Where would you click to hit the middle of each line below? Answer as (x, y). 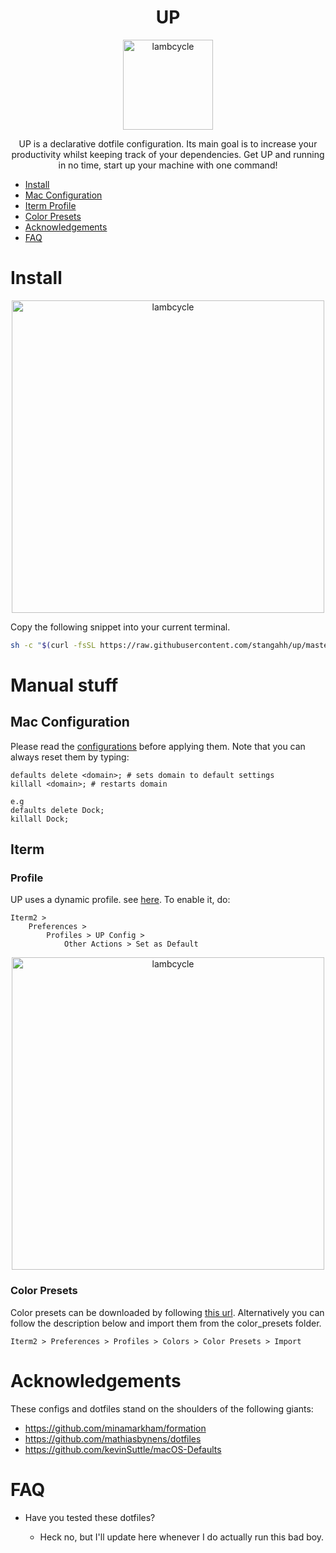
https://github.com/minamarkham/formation (115, 1428)
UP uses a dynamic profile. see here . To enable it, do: (120, 900)
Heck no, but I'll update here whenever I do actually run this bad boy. (182, 1537)
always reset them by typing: (70, 757)
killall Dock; (40, 819)
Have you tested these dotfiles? (90, 1517)
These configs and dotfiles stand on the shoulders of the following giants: (162, 1408)
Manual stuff (64, 685)
